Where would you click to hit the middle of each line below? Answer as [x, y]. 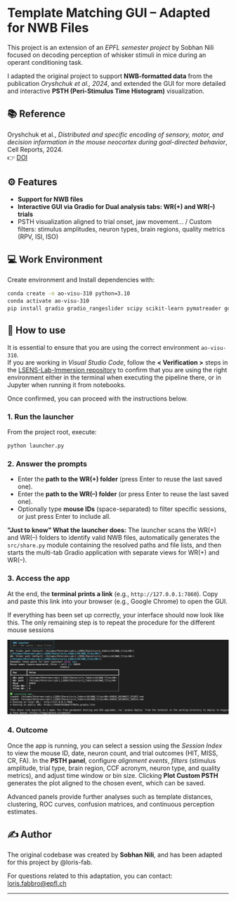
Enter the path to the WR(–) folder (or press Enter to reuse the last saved [123, 494]
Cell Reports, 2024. [35, 149]
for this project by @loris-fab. [50, 862]
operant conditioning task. [45, 62]
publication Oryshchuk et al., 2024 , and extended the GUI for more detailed [117, 83]
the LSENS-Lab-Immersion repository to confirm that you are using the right [117, 370]
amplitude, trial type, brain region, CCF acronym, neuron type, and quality [114, 768]
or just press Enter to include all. [64, 517]
